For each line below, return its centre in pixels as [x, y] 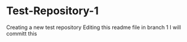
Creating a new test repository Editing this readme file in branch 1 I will [93, 27]
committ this [22, 33]
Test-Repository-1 [52, 11]
